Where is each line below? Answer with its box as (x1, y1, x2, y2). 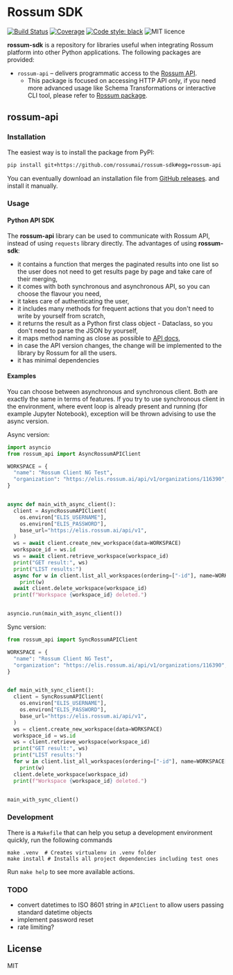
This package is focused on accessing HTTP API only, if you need (27, 76, 216, 84)
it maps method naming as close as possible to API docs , (17, 333, 180, 342)
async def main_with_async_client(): (7, 501, 116, 508)
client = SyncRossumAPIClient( (13, 693, 104, 700)
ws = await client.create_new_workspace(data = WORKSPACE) (13, 540, 182, 547)
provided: (7, 55, 35, 63)
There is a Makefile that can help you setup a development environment (7, 828, 213, 837)
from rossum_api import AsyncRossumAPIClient (7, 450, 141, 457)
